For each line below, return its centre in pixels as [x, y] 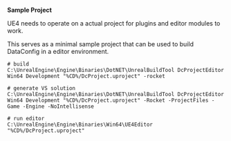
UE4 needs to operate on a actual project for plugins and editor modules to [114, 23]
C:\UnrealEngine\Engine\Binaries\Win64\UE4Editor [80, 124]
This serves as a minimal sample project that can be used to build [100, 44]
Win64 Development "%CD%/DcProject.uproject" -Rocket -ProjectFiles [108, 100]
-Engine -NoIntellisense [58, 106]
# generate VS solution [41, 88]
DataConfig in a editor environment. [58, 51]
